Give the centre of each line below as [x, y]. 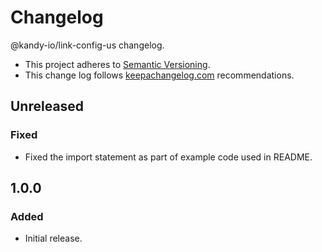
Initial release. [53, 238]
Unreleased [47, 106]
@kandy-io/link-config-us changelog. [87, 45]
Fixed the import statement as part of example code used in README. [168, 157]
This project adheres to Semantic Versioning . [117, 64]
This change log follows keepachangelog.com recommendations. [159, 75]
